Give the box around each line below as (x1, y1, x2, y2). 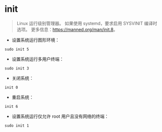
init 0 (4, 85, 18, 90)
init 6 (4, 104, 18, 109)
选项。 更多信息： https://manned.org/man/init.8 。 (16, 26, 118, 33)
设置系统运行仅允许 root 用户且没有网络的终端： (11, 113, 109, 119)
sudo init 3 (4, 66, 29, 71)
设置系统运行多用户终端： (11, 56, 64, 62)
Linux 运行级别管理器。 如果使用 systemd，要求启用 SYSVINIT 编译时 (16, 20, 158, 26)
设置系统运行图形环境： (11, 37, 60, 43)
